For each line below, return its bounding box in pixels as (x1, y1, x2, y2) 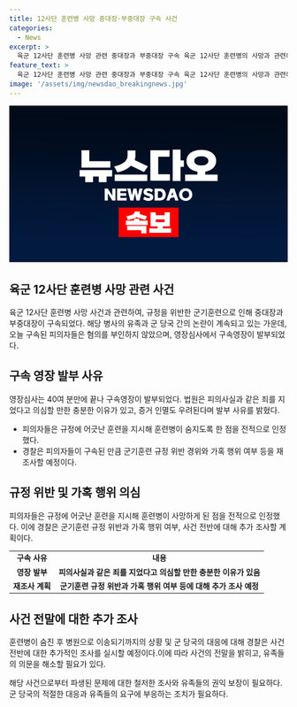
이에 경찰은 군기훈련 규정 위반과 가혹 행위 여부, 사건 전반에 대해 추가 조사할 (20, 521, 278, 532)
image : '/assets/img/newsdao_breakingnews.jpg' (9, 80, 188, 88)
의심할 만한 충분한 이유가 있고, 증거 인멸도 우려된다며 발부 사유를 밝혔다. (32, 404, 280, 415)
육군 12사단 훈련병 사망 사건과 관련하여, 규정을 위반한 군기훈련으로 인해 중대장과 (9, 307, 284, 318)
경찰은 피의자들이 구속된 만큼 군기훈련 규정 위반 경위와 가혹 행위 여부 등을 (21, 445, 275, 456)
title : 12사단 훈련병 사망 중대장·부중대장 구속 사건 (9, 14, 179, 23)
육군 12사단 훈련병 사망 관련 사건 (9, 281, 175, 296)
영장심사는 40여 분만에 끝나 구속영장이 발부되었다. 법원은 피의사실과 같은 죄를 (9, 394, 277, 404)
